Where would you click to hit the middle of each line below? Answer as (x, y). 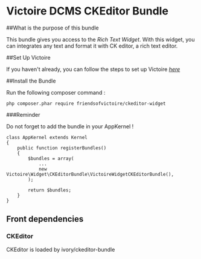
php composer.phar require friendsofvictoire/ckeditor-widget (86, 104)
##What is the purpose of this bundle (53, 28)
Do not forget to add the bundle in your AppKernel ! (70, 126)
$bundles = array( (51, 158)
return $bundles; (49, 190)
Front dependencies (45, 219)
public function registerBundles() (62, 148)
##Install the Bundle (31, 81)
